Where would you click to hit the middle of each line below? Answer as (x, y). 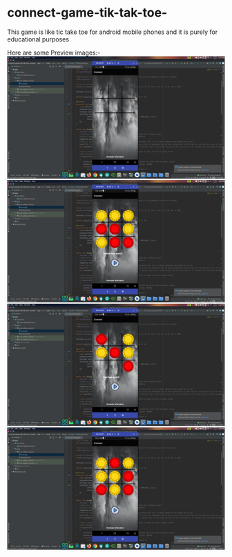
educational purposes (38, 39)
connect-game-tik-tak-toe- (87, 13)
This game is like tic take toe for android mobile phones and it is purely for (113, 32)
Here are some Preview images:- (54, 53)
